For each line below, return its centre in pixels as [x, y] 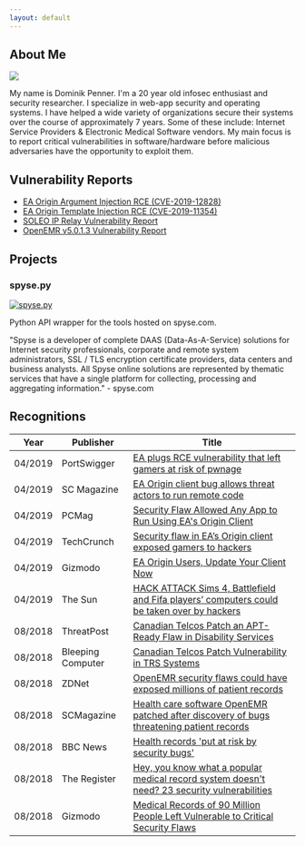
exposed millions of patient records [208, 689]
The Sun [80, 599]
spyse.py [30, 285]
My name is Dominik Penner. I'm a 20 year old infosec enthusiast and [138, 93]
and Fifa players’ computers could [206, 599]
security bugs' [164, 753]
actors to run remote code [188, 495]
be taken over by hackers [187, 611]
